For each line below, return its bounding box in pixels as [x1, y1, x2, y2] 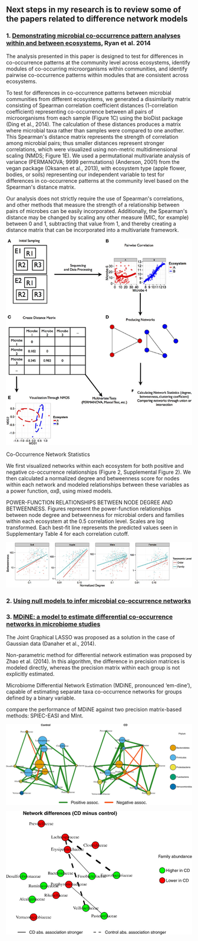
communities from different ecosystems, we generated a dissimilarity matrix [6, 95, 191, 102]
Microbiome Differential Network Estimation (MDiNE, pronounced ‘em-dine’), [6, 681, 192, 688]
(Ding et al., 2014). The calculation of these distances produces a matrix [6, 121, 181, 128]
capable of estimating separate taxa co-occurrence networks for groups [6, 688, 182, 695]
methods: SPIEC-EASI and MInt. [6, 712, 84, 719]
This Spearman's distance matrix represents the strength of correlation [6, 133, 179, 140]
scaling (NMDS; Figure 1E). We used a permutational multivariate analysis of [6, 152, 190, 159]
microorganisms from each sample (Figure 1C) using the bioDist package [6, 114, 183, 121]
